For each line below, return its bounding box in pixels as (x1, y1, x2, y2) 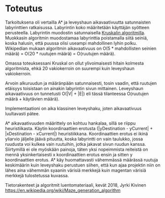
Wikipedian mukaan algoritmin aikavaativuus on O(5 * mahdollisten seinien (5, 45, 157, 51)
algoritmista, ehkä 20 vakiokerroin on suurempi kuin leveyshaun (5, 65, 134, 71)
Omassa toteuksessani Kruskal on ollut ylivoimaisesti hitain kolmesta (5, 60, 144, 66)
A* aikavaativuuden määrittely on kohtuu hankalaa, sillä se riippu (5, 120, 136, 126)
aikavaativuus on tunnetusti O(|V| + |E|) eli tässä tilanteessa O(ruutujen (5, 91, 149, 97)
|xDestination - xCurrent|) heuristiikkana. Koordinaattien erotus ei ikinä (5, 131, 148, 136)
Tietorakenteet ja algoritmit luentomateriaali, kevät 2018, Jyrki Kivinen (5, 182, 146, 188)
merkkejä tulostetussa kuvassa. (5, 172, 69, 178)
